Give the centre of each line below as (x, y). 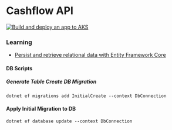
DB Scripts (19, 68)
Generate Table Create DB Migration (51, 82)
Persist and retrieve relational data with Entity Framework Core (90, 55)
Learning (19, 42)
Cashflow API (40, 11)
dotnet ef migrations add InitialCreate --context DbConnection (86, 96)
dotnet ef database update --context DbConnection (69, 121)
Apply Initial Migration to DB (41, 109)
